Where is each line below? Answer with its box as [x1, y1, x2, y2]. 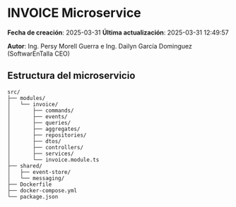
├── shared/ [7, 162, 42, 170]
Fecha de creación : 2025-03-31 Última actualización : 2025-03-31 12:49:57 [7, 28, 229, 37]
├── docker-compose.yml [7, 187, 78, 194]
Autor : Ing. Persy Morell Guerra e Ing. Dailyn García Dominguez [7, 42, 192, 50]
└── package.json [7, 193, 59, 200]
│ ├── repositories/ [7, 132, 87, 139]
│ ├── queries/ [7, 119, 71, 126]
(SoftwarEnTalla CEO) [7, 49, 71, 58]
